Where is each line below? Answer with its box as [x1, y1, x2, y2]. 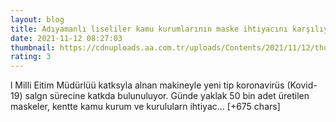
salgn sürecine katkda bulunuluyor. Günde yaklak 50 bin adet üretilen [24, 90, 310, 102]
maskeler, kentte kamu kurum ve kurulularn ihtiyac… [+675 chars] [10, 101, 281, 113]
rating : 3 [10, 52, 52, 62]
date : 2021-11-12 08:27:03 [10, 33, 123, 43]
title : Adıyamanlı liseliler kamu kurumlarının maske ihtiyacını [10, 24, 288, 34]
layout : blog [10, 14, 65, 25]
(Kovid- [286, 79, 318, 91]
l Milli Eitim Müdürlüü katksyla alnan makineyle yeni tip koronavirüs [10, 79, 285, 91]
